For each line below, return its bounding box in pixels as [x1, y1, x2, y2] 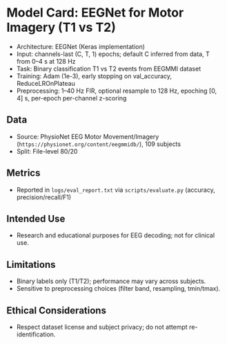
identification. [16, 330, 56, 338]
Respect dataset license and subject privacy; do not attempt [16, 323, 188, 331]
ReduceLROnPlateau [16, 79, 75, 87]
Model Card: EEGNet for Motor [6, 5, 184, 21]
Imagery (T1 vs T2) [6, 19, 117, 35]
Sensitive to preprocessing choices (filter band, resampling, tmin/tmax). [16, 284, 221, 293]
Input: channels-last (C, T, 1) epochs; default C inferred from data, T [16, 50, 210, 58]
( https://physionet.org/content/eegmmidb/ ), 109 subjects [16, 140, 181, 148]
